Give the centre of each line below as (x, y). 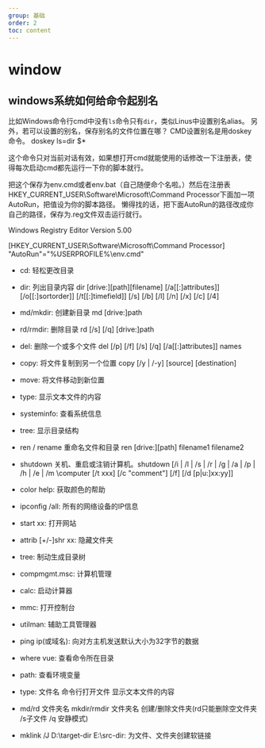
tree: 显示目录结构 (49, 431)
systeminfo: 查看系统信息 (61, 414)
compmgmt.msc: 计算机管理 (66, 574)
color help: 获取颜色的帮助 (62, 489)
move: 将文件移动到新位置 (62, 380)
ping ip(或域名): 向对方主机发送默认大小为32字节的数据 (109, 641)
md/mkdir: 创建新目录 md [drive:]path (81, 313)
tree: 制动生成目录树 (52, 557)
